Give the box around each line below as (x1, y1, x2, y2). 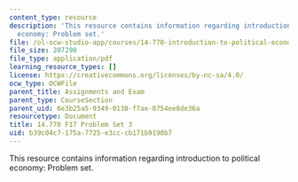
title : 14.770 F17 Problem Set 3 (9, 121, 133, 130)
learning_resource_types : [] (9, 63, 117, 72)
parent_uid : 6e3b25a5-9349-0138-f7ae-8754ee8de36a (9, 104, 200, 113)
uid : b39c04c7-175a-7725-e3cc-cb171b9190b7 (9, 129, 173, 138)
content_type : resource (9, 12, 98, 22)
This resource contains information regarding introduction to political (9, 153, 261, 163)
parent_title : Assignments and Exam (9, 87, 145, 96)
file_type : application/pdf (9, 54, 114, 63)
